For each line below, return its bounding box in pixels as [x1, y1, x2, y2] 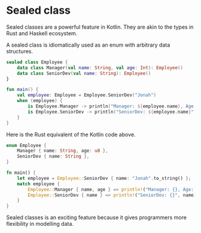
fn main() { [6, 170, 36, 176]
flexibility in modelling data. [6, 220, 74, 228]
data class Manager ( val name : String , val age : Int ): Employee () [17, 65, 184, 70]
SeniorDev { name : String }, [17, 154, 90, 160]
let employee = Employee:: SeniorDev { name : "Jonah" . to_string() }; [17, 175, 191, 181]
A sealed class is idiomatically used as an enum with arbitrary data [6, 41, 170, 48]
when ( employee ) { [17, 98, 63, 104]
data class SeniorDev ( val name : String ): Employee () [17, 70, 151, 76]
